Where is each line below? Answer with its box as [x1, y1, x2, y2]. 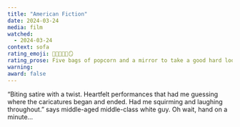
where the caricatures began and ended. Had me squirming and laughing [7, 97, 223, 106]
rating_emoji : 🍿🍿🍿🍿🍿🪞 [7, 51, 74, 58]
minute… [7, 112, 34, 121]
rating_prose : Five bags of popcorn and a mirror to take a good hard [7, 57, 222, 64]
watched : [7, 30, 34, 38]
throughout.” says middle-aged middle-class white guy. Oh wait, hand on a [7, 105, 228, 113]
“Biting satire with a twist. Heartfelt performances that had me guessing [7, 90, 219, 98]
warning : [7, 63, 34, 71]
